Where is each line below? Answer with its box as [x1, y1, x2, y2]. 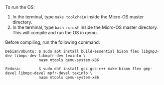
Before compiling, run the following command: [5, 39, 100, 45]
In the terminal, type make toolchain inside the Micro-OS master [12, 14, 144, 19]
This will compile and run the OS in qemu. [12, 30, 98, 35]
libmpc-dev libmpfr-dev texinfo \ [14, 53, 86, 58]
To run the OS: [5, 4, 35, 10]
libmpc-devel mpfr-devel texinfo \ [18, 71, 93, 76]
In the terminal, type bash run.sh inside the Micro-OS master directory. [12, 24, 158, 30]
